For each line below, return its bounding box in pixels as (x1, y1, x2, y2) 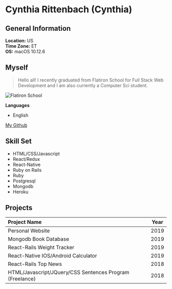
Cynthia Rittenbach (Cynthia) (5, 4, 133, 15)
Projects (5, 203, 33, 212)
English (12, 112, 29, 118)
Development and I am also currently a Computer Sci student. (17, 82, 148, 88)
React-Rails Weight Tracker (8, 244, 75, 251)
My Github (5, 122, 28, 128)
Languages (5, 102, 30, 108)
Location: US (5, 37, 34, 44)
